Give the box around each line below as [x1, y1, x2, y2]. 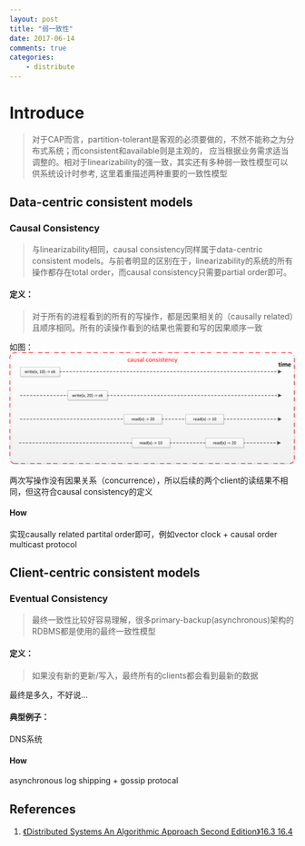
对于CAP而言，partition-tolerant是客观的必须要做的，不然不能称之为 [31, 133, 287, 144]
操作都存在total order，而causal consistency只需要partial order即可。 [31, 266, 292, 277]
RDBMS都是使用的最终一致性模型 [31, 625, 156, 636]
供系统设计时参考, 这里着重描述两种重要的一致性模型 [31, 168, 228, 179]
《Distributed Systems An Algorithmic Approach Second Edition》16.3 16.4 [22, 826, 293, 837]
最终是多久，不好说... [9, 689, 89, 700]
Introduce [9, 103, 84, 123]
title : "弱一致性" [9, 24, 74, 34]
